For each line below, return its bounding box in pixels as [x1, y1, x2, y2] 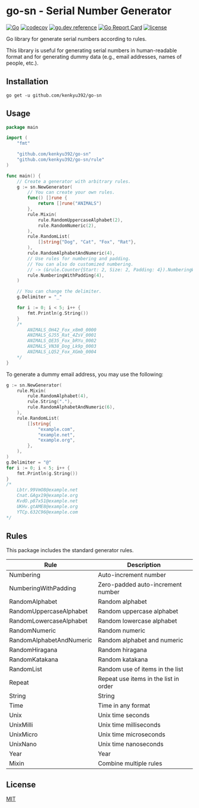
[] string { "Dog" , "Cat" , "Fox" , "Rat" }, [37, 239, 136, 245]
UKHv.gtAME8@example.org [17, 503, 78, 509]
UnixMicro [9, 730, 38, 739]
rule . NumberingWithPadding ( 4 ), [27, 272, 105, 278]
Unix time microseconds [97, 730, 166, 739]
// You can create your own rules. [27, 189, 115, 195]
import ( [6, 135, 28, 141]
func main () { [6, 173, 41, 179]
